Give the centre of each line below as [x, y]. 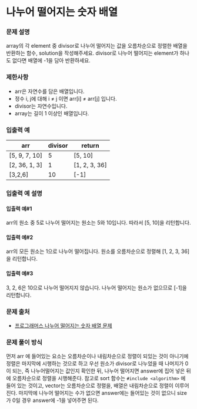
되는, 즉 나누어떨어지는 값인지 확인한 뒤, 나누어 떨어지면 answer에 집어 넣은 [98, 371]
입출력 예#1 [19, 208]
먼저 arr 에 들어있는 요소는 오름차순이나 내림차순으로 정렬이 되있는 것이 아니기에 [97, 356]
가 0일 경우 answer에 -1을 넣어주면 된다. [52, 400]
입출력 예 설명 [24, 193]
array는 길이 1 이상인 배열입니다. [52, 113]
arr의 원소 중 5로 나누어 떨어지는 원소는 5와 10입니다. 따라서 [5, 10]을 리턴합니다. [98, 223]
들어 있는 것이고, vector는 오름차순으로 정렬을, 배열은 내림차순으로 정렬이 [90, 385]
